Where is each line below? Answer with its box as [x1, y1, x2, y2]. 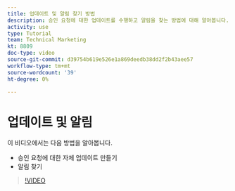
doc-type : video [7, 50, 55, 57]
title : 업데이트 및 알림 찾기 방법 [7, 10, 96, 18]
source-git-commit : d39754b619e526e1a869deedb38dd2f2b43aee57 [7, 56, 193, 63]
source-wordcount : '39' [7, 69, 77, 76]
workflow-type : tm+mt [7, 62, 71, 70]
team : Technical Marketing [7, 37, 87, 44]
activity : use [7, 23, 49, 30]
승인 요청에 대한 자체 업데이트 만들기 [17, 154, 118, 162]
